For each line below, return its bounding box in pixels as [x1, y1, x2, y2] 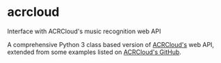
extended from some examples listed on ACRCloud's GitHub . [7, 48, 182, 56]
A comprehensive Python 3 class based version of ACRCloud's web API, [7, 40, 214, 48]
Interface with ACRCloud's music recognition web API [7, 27, 161, 35]
